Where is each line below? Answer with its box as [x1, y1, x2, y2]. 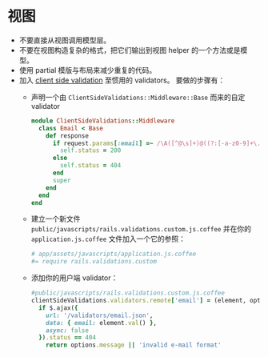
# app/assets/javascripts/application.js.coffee [30, 250, 197, 259]
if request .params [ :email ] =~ [52, 139, 154, 147]
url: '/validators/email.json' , [46, 311, 154, 319]
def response [46, 131, 90, 140]
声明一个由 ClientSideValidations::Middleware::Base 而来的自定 [30, 92, 246, 102]
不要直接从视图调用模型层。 [18, 35, 111, 45]
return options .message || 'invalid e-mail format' [46, 341, 222, 349]
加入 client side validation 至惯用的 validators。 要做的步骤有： [18, 75, 226, 85]
